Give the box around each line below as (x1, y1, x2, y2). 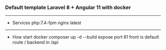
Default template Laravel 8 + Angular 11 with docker (5, 4, 131, 11)
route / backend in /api (12, 39, 59, 46)
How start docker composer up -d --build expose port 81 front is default (12, 34, 159, 40)
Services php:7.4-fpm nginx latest (12, 20, 82, 26)
